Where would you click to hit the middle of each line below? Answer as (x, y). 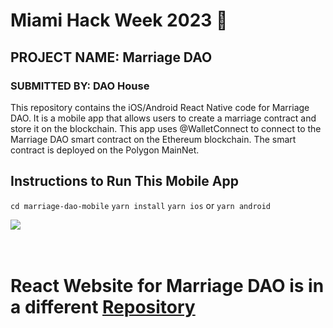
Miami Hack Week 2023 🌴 (119, 20)
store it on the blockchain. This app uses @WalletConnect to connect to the (166, 128)
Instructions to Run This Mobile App (124, 181)
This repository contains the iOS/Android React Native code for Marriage (160, 107)
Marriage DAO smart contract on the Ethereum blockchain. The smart (153, 139)
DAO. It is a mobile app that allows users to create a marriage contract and (163, 118)
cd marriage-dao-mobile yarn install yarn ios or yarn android (141, 205)
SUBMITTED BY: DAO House (80, 86)
